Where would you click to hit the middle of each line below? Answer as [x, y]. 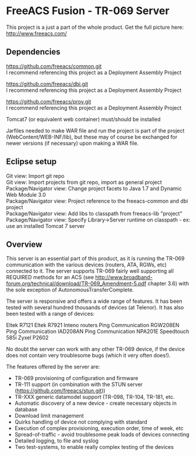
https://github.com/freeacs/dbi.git [47, 84]
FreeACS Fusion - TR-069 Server [88, 11]
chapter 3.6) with [168, 283]
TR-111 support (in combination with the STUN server [79, 385]
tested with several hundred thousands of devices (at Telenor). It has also [95, 308]
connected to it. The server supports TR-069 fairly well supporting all [90, 271]
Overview [24, 244]
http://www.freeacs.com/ [37, 33]
